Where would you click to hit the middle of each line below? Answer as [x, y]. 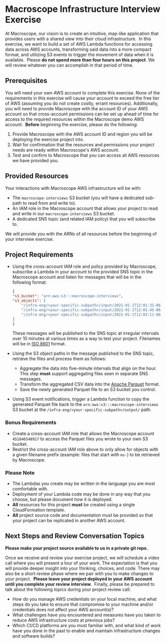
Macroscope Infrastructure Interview [83, 9]
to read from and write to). [50, 203]
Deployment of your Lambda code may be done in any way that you [81, 494]
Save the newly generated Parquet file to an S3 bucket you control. [88, 390]
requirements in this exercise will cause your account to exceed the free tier [82, 98]
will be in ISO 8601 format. [39, 344]
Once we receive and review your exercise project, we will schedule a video [82, 558]
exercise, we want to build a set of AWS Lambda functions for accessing [79, 44]
